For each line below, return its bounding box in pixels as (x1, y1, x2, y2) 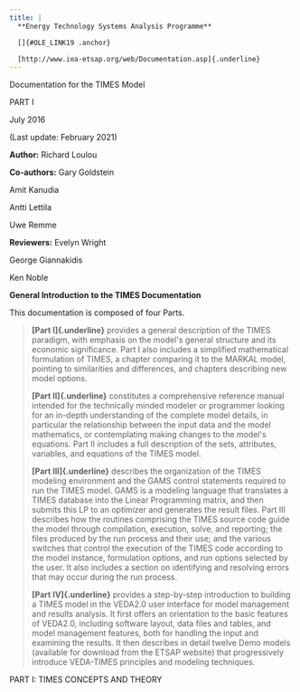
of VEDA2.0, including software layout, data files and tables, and (31, 618, 271, 630)
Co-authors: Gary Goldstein (9, 167, 115, 178)
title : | (9, 13, 42, 23)
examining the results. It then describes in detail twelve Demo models (31, 638, 291, 649)
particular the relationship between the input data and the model (31, 419, 271, 430)
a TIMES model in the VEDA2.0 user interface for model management (31, 599, 290, 610)
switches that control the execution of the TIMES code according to (31, 543, 283, 553)
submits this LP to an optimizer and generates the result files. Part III (31, 505, 286, 515)
